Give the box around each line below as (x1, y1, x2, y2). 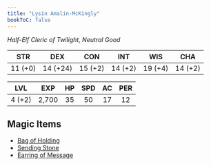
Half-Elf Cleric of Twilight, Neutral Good (7, 35, 121, 43)
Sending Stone (17, 144, 60, 152)
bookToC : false (7, 17, 51, 23)
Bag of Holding (17, 136, 60, 145)
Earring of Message (17, 151, 74, 159)
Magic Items (7, 118, 62, 129)
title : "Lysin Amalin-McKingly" (7, 10, 100, 17)
